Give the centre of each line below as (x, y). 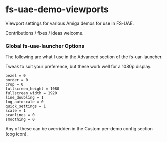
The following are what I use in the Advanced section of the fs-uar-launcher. (84, 57)
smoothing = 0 (20, 120)
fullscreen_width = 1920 (31, 93)
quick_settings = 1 (26, 106)
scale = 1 (16, 111)
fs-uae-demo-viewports (57, 9)
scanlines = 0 (20, 115)
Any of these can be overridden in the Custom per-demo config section (79, 129)
